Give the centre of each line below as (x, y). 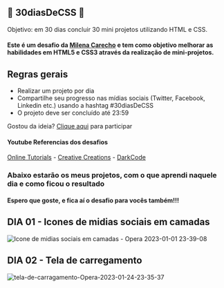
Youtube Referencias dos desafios (58, 142)
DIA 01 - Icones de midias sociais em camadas (109, 222)
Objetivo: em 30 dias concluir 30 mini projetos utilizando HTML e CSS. (108, 29)
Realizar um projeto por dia (56, 91)
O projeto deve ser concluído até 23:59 (73, 113)
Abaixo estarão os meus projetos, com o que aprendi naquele (112, 175)
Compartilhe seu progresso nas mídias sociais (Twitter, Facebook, (111, 98)
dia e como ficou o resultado (56, 184)
